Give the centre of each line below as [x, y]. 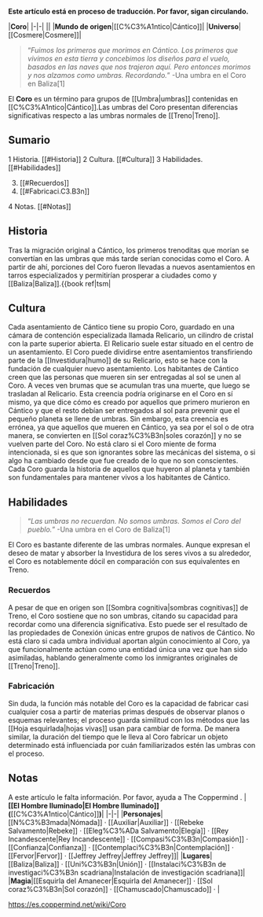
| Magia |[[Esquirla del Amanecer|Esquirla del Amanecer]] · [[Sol [111, 881]
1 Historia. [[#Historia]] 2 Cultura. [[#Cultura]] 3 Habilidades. [106, 159]
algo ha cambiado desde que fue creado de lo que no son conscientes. [123, 461]
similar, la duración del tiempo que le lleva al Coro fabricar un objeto [118, 737]
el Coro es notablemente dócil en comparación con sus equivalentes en [124, 562]
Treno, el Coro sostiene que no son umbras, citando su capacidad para [123, 616]
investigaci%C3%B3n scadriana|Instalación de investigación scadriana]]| [127, 872]
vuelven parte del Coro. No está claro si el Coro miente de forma [113, 444]
